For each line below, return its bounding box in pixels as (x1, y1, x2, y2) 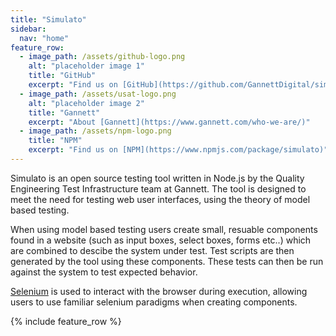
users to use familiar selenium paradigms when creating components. (10, 296, 298, 308)
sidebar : (10, 24, 47, 34)
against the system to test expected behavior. (10, 266, 198, 278)
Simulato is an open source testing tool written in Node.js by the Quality (10, 172, 305, 184)
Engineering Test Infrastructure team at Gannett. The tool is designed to (10, 182, 307, 195)
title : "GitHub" (28, 71, 97, 81)
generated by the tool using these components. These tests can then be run (10, 255, 324, 267)
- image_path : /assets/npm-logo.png (19, 126, 172, 136)
